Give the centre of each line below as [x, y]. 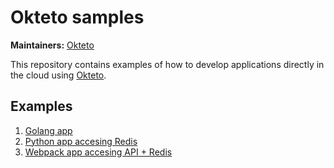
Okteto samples [77, 17]
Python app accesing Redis [81, 141]
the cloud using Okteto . [58, 75]
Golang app [48, 130]
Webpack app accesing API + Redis [98, 152]
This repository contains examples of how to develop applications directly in [167, 64]
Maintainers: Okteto [52, 45]
